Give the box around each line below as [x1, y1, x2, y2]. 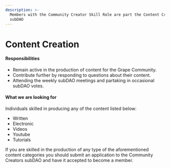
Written [12, 115, 28, 121]
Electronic [12, 121, 34, 127]
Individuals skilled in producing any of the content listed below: [5, 105, 137, 111]
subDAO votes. [12, 83, 44, 89]
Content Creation [5, 38, 79, 50]
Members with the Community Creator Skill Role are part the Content [10, 12, 159, 17]
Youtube [12, 131, 30, 137]
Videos [12, 126, 28, 132]
